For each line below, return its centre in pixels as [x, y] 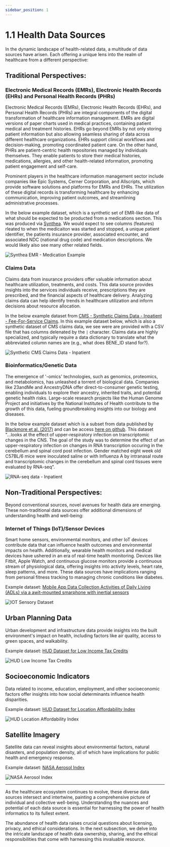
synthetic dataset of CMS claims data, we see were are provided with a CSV [84, 326]
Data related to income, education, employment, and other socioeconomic [83, 689]
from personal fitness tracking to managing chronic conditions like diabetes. [84, 577]
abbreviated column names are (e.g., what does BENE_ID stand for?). [77, 342]
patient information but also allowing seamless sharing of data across [78, 134]
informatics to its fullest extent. [37, 813]
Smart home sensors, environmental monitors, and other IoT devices [77, 540]
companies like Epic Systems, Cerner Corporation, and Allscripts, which [80, 182]
